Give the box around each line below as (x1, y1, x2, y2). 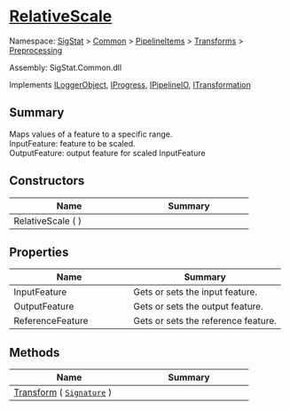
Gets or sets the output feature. (133, 300, 263, 312)
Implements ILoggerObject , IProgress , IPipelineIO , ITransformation (9, 79, 251, 90)
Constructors (9, 173, 85, 188)
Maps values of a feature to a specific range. (9, 129, 173, 139)
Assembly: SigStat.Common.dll (9, 62, 122, 73)
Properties (9, 244, 69, 259)
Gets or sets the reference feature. (133, 315, 278, 327)
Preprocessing (9, 44, 63, 55)
